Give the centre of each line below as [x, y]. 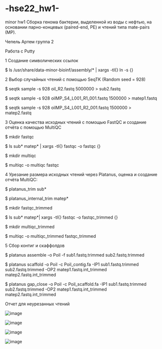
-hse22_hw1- [32, 9]
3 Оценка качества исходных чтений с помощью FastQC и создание [76, 122]
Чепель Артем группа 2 [29, 41]
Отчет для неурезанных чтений [37, 304]
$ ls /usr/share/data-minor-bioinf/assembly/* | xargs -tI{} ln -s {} [69, 70]
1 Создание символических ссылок [42, 60]
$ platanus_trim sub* [26, 189]
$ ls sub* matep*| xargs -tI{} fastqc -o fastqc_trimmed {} [61, 217]
